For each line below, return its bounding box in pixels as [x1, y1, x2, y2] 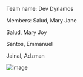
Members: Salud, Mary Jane [6, 17, 77, 24]
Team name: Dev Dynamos [6, 5, 74, 12]
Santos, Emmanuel [6, 41, 53, 47]
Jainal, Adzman [6, 52, 45, 59]
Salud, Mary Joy [6, 28, 47, 36]
